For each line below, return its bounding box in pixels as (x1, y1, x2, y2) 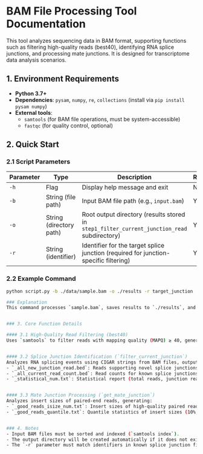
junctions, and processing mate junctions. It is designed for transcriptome (6, 50, 190, 57)
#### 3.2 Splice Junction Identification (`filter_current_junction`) (6, 353, 188, 360)
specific (82, 257, 105, 265)
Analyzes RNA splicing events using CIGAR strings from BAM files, (6, 359, 180, 365)
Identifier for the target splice (82, 241, 165, 250)
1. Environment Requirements (6, 74, 120, 84)
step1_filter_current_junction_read (82, 225, 187, 232)
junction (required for (82, 249, 143, 257)
